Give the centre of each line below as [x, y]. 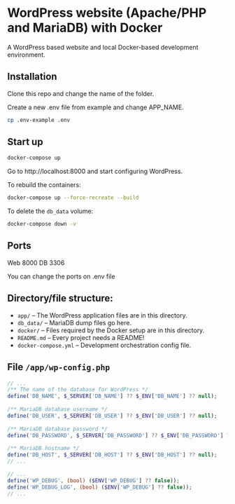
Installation [32, 77]
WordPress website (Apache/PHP [107, 13]
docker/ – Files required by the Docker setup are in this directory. [111, 330]
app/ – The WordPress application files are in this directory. [102, 315]
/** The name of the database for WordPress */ [78, 390]
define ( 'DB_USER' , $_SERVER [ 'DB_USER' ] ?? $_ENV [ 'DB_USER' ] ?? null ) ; [112, 416]
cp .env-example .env [39, 120]
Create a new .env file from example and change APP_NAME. [95, 107]
